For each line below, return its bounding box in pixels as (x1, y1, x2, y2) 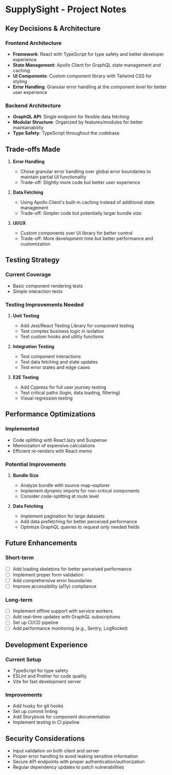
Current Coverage (5, 271, 51, 278)
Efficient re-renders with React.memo (12, 448, 92, 454)
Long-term (5, 596, 33, 603)
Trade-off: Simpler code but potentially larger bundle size (20, 210, 142, 216)
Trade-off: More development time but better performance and (20, 235, 154, 242)
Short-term (5, 554, 34, 561)
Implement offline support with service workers (12, 608, 113, 614)
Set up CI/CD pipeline (12, 620, 59, 626)
